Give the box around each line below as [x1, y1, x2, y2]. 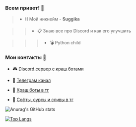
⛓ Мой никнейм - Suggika [24, 16, 80, 22]
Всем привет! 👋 [5, 4, 45, 11]
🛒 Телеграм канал [12, 77, 51, 83]
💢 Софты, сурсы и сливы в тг [12, 97, 73, 103]
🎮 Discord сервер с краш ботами [12, 66, 84, 72]
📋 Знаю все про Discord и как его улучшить [37, 28, 132, 34]
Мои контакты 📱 [5, 54, 47, 61]
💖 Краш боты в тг [12, 87, 49, 93]
